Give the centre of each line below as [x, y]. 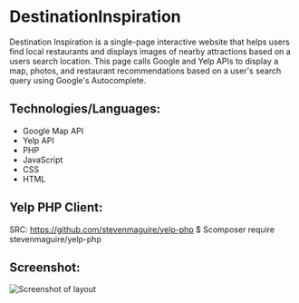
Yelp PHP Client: [56, 207]
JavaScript [43, 160]
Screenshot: [45, 267]
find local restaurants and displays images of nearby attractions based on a [150, 51]
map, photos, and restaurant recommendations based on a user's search [145, 71]
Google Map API [53, 131]
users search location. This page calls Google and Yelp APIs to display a [144, 61]
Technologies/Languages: [85, 109]
